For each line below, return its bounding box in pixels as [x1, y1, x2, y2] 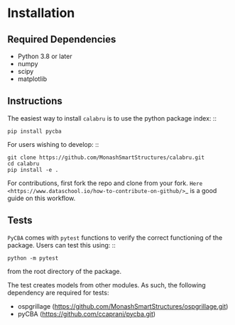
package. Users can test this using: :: [7, 241, 116, 249]
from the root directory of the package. [7, 267, 122, 275]
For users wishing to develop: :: [7, 140, 99, 148]
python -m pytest [7, 254, 59, 262]
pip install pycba [7, 128, 62, 135]
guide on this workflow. [7, 194, 76, 202]
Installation [7, 5, 75, 21]
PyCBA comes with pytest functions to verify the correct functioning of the [7, 233, 223, 242]
